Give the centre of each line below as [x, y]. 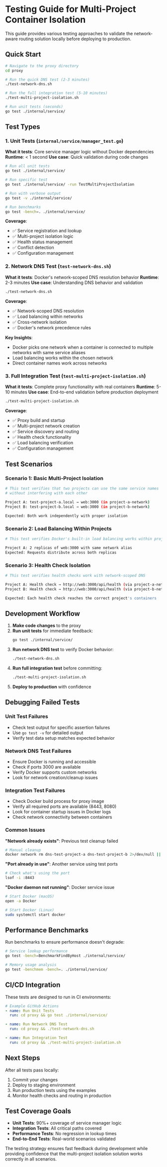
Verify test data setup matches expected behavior [64, 738]
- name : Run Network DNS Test [37, 1024]
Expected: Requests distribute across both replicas [61, 552]
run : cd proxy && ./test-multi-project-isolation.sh [65, 1042]
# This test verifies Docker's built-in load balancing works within [79, 539]
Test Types [23, 127]
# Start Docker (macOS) [30, 896]
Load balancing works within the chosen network [63, 358]
